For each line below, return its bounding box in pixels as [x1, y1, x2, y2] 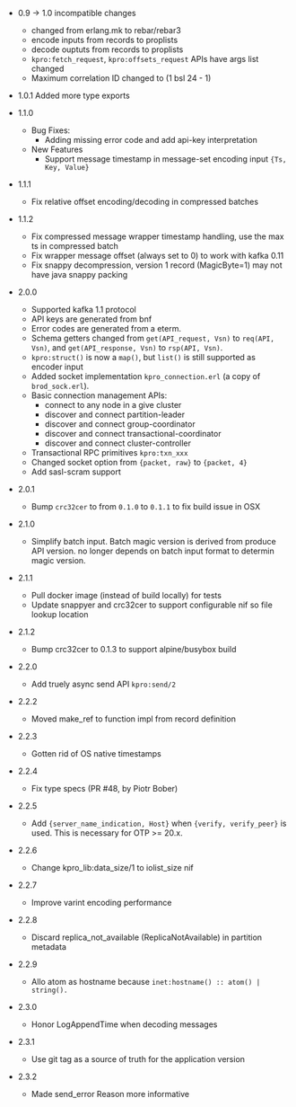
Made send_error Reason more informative [30, 1089, 190, 1099]
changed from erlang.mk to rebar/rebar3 [30, 25, 181, 35]
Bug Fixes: [30, 125, 71, 136]
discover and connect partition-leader [44, 409, 186, 420]
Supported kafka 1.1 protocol [30, 305, 136, 314]
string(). [30, 986, 69, 995]
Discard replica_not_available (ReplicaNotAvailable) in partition [30, 932, 263, 943]
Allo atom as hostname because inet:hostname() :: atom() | [30, 977, 261, 987]
